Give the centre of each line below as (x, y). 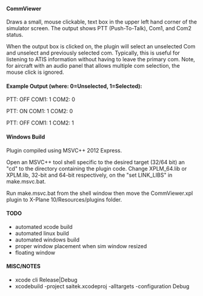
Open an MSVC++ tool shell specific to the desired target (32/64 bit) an (95, 162)
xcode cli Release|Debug (46, 280)
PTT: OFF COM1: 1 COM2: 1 (40, 123)
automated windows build (47, 240)
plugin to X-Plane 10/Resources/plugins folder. (64, 199)
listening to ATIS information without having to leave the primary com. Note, (101, 59)
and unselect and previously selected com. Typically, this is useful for (93, 53)
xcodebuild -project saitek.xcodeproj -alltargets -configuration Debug (102, 286)
